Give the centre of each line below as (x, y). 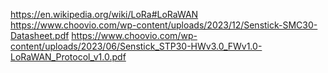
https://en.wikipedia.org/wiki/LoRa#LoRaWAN (104, 14)
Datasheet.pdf (40, 35)
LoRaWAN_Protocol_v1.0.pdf (68, 57)
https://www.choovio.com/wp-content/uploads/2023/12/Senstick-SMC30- (164, 25)
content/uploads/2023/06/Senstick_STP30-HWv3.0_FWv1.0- (136, 46)
